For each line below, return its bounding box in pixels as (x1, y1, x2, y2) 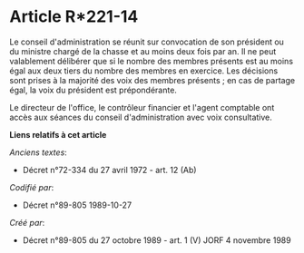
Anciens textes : (9, 147, 68, 158)
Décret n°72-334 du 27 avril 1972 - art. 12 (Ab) (22, 164, 197, 175)
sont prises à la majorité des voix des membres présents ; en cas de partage (9, 74, 296, 85)
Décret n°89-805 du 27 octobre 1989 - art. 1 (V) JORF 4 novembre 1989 (22, 234, 292, 246)
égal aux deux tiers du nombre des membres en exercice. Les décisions (9, 65, 279, 76)
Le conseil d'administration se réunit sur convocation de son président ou (9, 36, 284, 47)
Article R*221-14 (9, 6, 139, 27)
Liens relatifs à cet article (9, 129, 107, 140)
